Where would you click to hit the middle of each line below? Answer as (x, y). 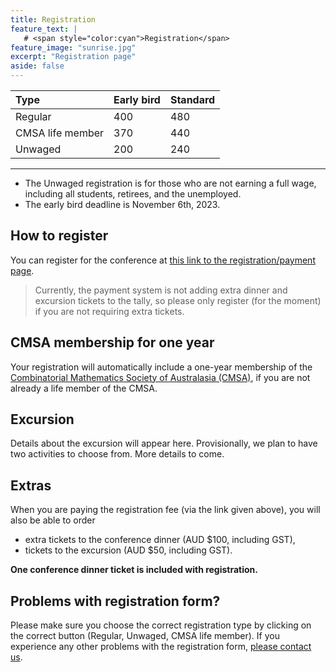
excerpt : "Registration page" (73, 57)
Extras (31, 485)
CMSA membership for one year (112, 342)
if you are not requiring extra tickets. (109, 311)
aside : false (37, 66)
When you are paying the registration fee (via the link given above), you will (165, 510)
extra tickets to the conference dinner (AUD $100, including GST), (160, 540)
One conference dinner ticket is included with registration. (134, 570)
